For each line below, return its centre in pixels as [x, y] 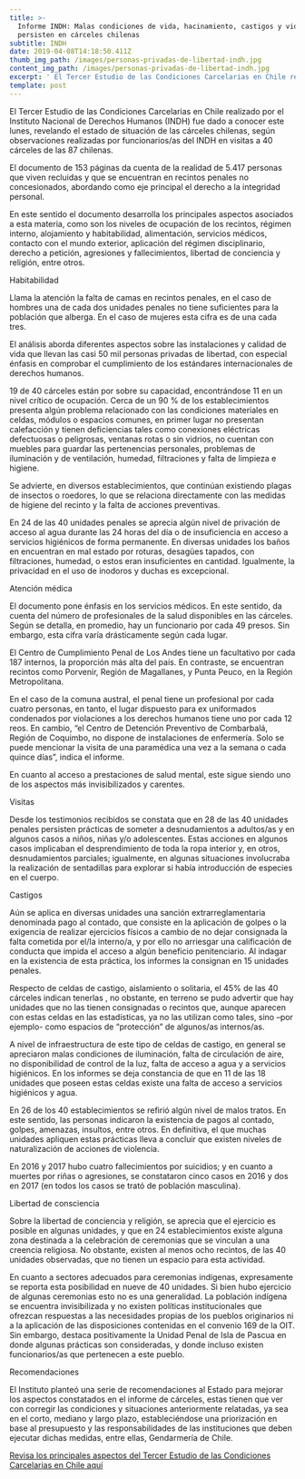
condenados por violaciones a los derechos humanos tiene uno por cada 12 [151, 718]
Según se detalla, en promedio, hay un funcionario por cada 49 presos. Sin [150, 625]
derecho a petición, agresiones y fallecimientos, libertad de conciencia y [145, 253]
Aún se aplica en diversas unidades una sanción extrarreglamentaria [138, 912]
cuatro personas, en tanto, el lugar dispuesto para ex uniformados [133, 709]
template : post [38, 85]
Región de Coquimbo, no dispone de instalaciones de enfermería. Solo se [147, 738]
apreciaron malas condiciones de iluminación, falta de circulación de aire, [147, 1054]
